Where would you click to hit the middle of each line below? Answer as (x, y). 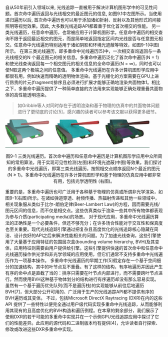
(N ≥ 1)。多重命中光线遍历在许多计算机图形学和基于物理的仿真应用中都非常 (84, 175)
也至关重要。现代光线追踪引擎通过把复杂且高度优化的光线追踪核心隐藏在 (79, 229)
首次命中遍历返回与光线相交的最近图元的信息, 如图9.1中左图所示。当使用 (88, 13)
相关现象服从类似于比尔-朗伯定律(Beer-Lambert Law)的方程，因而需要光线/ (82, 204)
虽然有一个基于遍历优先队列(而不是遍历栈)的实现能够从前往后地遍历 (75, 285)
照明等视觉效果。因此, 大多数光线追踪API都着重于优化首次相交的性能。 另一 (83, 26)
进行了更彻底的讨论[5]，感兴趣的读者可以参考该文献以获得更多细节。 (88, 112)
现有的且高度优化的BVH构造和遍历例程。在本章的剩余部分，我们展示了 (86, 310)
